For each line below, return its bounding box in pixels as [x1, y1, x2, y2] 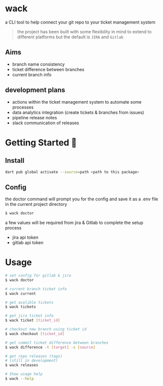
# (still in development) [5, 358, 58, 363]
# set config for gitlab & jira [5, 273, 71, 278]
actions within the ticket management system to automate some [12, 99, 142, 105]
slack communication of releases [12, 120, 80, 126]
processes [12, 104, 34, 110]
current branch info [12, 72, 52, 78]
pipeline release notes [12, 114, 57, 120]
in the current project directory [5, 201, 67, 207]
